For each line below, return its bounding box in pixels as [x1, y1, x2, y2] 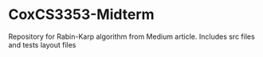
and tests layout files [8, 40, 77, 49]
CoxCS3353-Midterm [8, 6, 155, 24]
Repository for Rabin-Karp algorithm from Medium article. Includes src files [8, 32, 255, 41]
